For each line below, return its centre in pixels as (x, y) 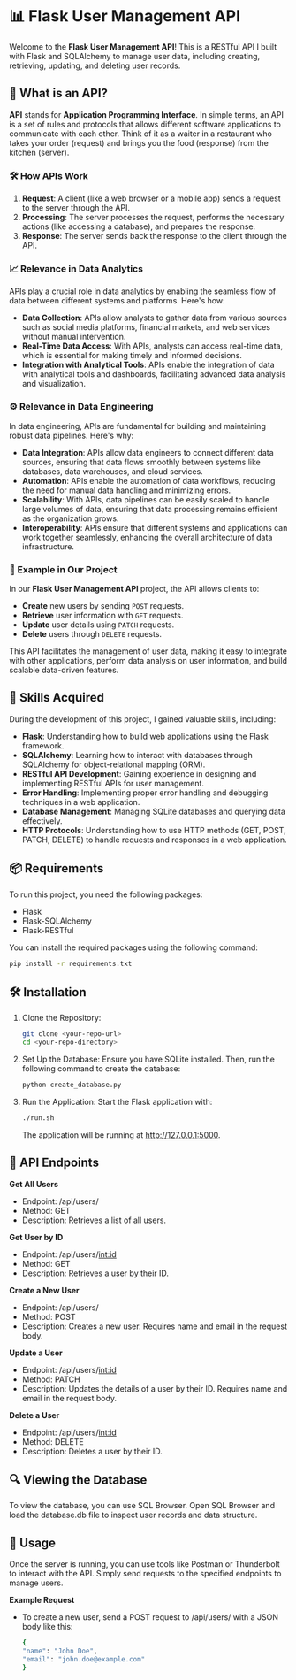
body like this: (47, 1627)
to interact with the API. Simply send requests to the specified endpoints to (145, 1574)
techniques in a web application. (81, 802)
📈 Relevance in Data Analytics (76, 268)
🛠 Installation (48, 992)
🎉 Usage (32, 1542)
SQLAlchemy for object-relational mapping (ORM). (114, 764)
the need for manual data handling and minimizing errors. (126, 490)
